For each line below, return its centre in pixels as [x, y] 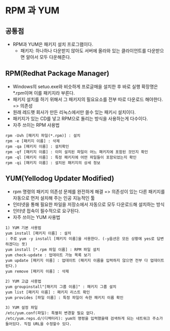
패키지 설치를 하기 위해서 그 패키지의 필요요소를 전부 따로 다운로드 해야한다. [88, 99]
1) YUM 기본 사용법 [23, 228]
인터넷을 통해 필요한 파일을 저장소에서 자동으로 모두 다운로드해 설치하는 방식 [89, 204]
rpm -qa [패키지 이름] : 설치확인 [37, 147]
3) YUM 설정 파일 [22, 307]
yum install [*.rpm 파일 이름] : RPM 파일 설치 [53, 250]
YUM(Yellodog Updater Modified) [60, 179]
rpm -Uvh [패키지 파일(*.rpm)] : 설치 [43, 136]
